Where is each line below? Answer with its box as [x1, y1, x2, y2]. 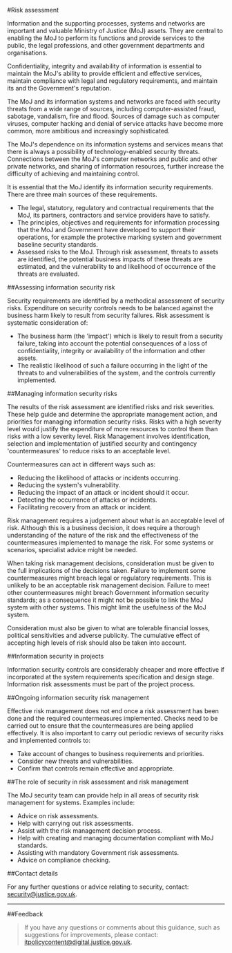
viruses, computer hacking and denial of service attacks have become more [7, 120, 224, 127]
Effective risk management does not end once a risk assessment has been [7, 707, 220, 715]
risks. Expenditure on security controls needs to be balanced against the [7, 304, 214, 312]
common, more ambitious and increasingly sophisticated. [7, 127, 171, 135]
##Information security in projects [7, 652, 104, 660]
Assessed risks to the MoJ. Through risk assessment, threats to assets [17, 248, 219, 256]
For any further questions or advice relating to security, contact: [7, 883, 189, 891]
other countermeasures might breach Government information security [7, 589, 209, 596]
